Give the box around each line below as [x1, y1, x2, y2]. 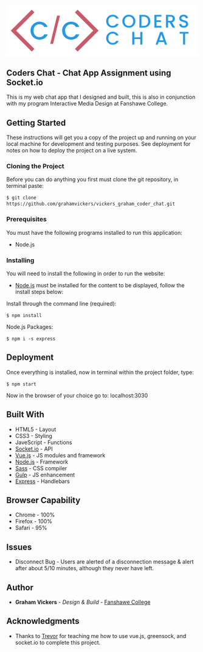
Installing [6, 256, 35, 264]
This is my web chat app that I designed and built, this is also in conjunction [6, 93, 196, 101]
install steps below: [15, 288, 64, 295]
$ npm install [6, 312, 43, 318]
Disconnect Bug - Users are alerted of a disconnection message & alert [15, 558, 194, 565]
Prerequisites [6, 215, 47, 224]
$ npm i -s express [6, 335, 56, 342]
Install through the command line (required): [6, 299, 117, 307]
